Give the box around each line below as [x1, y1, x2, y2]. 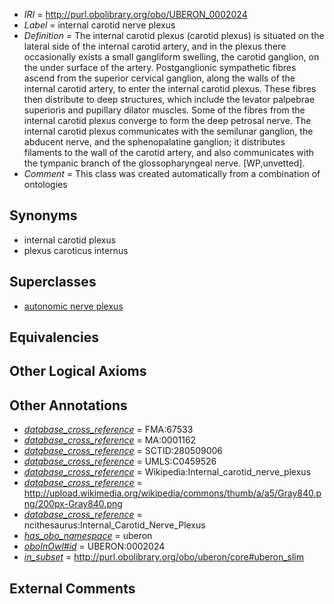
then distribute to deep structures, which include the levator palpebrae [23, 94, 316, 105]
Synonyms [9, 207, 78, 224]
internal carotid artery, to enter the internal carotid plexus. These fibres [23, 83, 317, 94]
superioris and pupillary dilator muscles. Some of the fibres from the [23, 104, 306, 116]
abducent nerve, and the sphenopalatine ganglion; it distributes [23, 136, 286, 148]
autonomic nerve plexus [23, 300, 124, 312]
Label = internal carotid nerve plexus [23, 19, 176, 31]
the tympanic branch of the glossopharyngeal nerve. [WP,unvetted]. [23, 157, 306, 169]
